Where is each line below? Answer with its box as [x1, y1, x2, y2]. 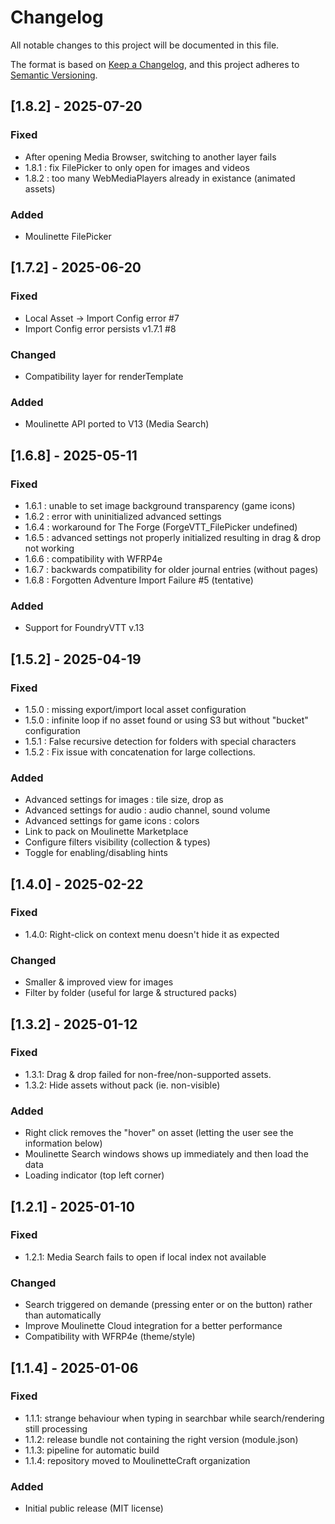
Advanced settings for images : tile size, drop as [24, 794, 224, 806]
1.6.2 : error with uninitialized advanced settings [24, 510, 222, 522]
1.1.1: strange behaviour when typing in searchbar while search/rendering [24, 1412, 325, 1424]
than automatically [24, 1309, 102, 1321]
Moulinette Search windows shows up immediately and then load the [24, 1148, 309, 1160]
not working [24, 542, 75, 554]
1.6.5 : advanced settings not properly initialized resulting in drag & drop [24, 531, 321, 543]
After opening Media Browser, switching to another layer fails [24, 151, 277, 163]
